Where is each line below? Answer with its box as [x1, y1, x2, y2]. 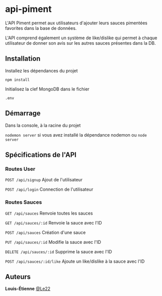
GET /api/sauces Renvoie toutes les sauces [5, 210, 93, 216]
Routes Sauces [5, 199, 42, 206]
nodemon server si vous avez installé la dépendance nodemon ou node [5, 132, 147, 138]
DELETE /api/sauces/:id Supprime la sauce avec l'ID [5, 248, 112, 254]
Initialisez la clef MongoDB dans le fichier [5, 86, 90, 92]
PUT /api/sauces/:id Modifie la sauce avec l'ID [5, 239, 102, 245]
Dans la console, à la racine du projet [5, 122, 81, 128]
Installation [5, 55, 41, 63]
